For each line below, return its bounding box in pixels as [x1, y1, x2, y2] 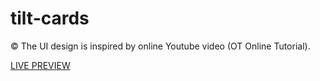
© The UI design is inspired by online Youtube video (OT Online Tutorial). [10, 40, 311, 52]
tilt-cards [10, 7, 90, 30]
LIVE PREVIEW [10, 59, 71, 71]
